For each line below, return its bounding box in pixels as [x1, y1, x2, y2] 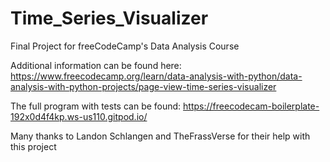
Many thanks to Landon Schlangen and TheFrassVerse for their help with [10, 130, 311, 142]
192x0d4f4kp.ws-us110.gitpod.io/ [10, 110, 148, 122]
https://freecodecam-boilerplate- [183, 100, 320, 112]
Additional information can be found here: [10, 59, 182, 71]
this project [10, 140, 57, 152]
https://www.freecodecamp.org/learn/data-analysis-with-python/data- [10, 70, 303, 82]
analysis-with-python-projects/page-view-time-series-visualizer [10, 80, 277, 92]
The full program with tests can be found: [10, 100, 182, 112]
